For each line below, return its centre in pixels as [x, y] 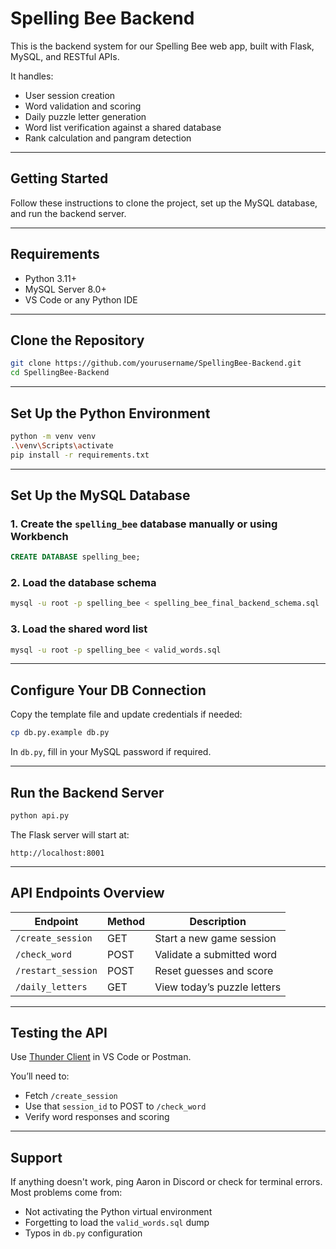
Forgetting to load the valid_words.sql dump [117, 1223]
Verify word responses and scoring [97, 1117]
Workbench [39, 536]
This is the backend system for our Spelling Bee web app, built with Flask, [162, 46]
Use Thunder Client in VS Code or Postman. [101, 1057]
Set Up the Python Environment [110, 413]
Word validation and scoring [83, 106]
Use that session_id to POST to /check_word [115, 1106]
